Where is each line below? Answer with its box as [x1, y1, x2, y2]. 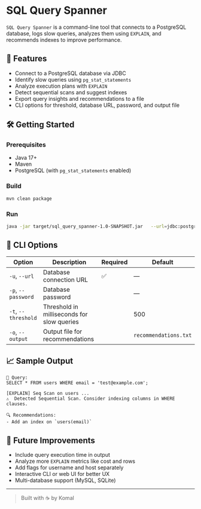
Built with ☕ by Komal [20, 495, 75, 502]
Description [52, 258, 87, 266]
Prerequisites [6, 140, 46, 149]
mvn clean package [6, 196, 52, 202]
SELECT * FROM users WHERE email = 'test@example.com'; [6, 380, 148, 386]
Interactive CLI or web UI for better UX [14, 471, 110, 478]
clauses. [6, 401, 28, 407]
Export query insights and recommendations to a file [14, 95, 145, 102]
